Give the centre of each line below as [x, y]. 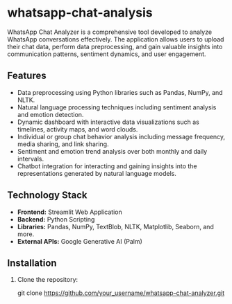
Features [27, 76]
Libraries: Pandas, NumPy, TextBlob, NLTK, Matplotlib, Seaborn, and [115, 226]
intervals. [31, 159]
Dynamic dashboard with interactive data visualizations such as [108, 122]
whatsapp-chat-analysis [80, 13]
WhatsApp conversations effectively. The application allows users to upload [116, 39]
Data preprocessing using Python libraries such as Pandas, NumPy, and [120, 92]
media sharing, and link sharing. [63, 144]
